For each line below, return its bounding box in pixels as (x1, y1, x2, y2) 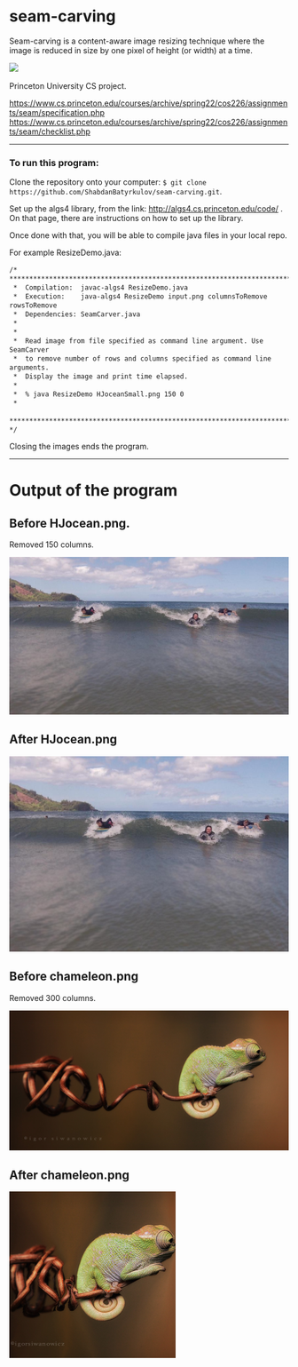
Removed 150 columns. (9, 539, 95, 550)
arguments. (9, 363, 50, 372)
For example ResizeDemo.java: (9, 247, 122, 258)
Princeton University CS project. (9, 80, 127, 91)
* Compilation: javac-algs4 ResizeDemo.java (12, 283, 189, 292)
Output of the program (9, 481, 178, 501)
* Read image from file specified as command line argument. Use (12, 337, 264, 346)
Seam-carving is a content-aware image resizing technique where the (9, 36, 265, 46)
